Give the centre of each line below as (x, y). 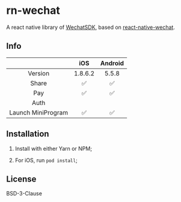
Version (39, 73)
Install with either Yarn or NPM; (53, 148)
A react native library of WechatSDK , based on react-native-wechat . (91, 27)
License (21, 179)
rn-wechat (33, 11)
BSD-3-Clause (24, 194)
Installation (28, 134)
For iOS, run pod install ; (46, 160)
